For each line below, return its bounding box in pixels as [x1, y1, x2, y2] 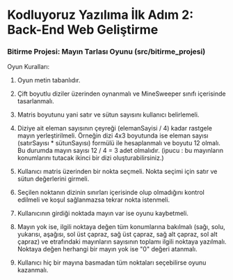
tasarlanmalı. [17, 97, 54, 105]
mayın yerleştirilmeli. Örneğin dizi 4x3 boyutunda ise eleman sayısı [17, 131, 209, 140]
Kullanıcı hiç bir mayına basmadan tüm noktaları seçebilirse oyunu [17, 258, 207, 267]
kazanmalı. [17, 266, 49, 274]
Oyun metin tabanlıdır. [17, 76, 81, 84]
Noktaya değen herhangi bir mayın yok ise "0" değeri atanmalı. [17, 245, 198, 253]
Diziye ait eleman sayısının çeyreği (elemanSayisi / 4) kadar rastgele [17, 124, 212, 133]
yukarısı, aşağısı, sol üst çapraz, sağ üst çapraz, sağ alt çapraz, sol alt [17, 230, 218, 239]
